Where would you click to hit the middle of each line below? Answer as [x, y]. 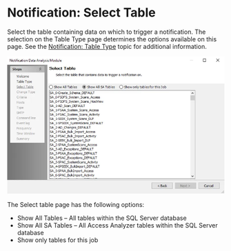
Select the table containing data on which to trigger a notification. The [107, 32]
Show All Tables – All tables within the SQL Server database [102, 218]
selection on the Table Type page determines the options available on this [112, 39]
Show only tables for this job [58, 240]
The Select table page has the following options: [76, 204]
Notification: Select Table [82, 13]
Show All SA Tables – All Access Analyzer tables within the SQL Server [118, 225]
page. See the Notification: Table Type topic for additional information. [107, 46]
